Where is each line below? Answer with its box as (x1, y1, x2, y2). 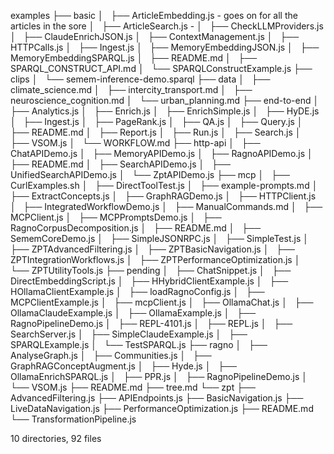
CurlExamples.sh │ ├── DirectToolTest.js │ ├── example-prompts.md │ (10, 180, 318, 191)
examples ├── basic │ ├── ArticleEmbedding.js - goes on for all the (10, 10, 298, 21)
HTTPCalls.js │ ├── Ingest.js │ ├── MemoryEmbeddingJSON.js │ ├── (10, 41, 320, 53)
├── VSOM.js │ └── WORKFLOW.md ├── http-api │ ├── (10, 137, 261, 149)
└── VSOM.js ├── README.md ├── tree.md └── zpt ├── (10, 381, 256, 393)
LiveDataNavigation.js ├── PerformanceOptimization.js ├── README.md (10, 403, 314, 414)
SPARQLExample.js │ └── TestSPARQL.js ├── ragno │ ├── (10, 339, 268, 350)
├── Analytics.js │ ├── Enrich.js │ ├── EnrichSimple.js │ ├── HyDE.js (10, 105, 320, 117)
